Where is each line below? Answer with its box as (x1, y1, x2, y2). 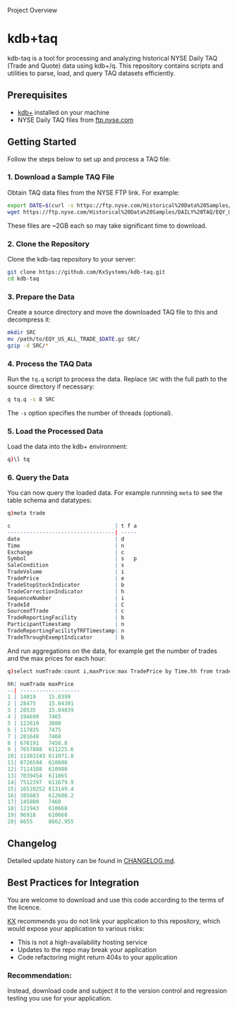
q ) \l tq (7, 456, 30, 463)
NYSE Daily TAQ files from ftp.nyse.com (17, 116, 134, 124)
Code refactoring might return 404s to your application (17, 953, 178, 961)
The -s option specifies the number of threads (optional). (7, 408, 173, 417)
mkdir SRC (7, 329, 37, 336)
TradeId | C (7, 601, 125, 609)
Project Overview (7, 6, 58, 14)
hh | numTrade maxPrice (7, 680, 74, 687)
